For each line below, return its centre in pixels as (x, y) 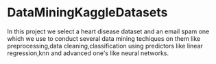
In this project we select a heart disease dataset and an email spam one (108, 31)
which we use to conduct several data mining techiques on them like (104, 38)
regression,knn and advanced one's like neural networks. (88, 53)
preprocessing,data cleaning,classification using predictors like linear (105, 46)
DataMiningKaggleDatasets (87, 13)
